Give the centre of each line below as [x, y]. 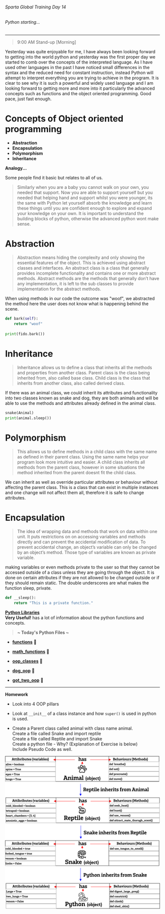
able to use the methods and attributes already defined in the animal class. [81, 403]
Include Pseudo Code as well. [42, 749]
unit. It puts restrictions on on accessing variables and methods [81, 536]
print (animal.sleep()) [28, 418]
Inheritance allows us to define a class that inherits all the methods [84, 368]
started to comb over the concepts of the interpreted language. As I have [79, 62]
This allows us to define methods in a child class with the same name [87, 452]
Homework [17, 694]
